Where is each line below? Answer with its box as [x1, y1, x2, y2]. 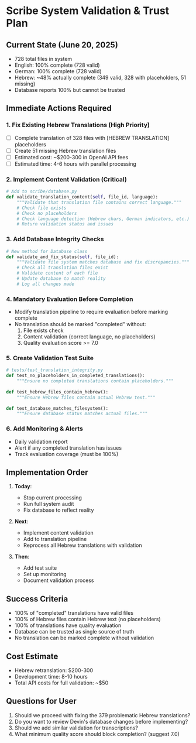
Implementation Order [6, 467, 89, 477]
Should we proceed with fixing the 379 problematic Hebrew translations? [14, 711, 191, 718]
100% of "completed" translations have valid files [14, 610, 133, 617]
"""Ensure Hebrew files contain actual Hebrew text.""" [16, 394, 156, 400]
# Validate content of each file [16, 271, 98, 276]
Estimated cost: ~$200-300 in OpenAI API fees [14, 153, 129, 160]
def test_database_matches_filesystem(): [6, 405, 109, 411]
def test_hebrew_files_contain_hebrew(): [6, 389, 109, 395]
